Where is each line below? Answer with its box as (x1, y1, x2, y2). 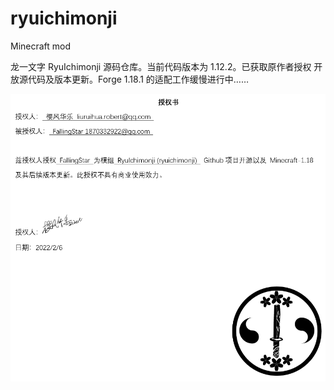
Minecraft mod (10, 40, 72, 52)
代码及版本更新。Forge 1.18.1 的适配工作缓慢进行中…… (27, 73, 250, 85)
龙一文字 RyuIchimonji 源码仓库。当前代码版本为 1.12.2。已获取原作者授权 (10, 60, 312, 72)
